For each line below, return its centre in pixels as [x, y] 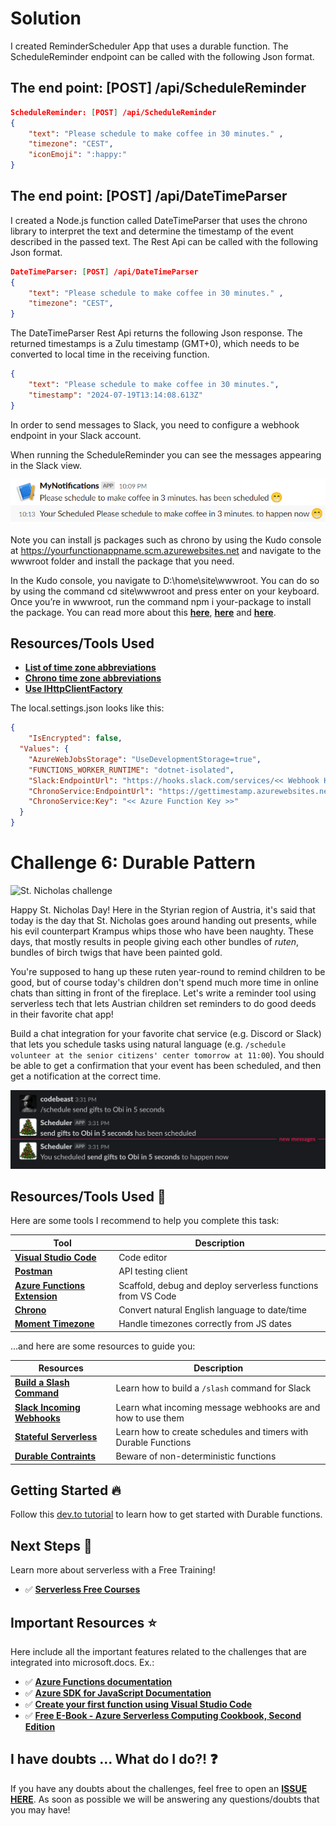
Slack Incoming [47, 1407]
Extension [36, 1296]
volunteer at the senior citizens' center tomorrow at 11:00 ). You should [167, 1055]
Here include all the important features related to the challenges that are [158, 1651]
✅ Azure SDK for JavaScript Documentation [118, 1693]
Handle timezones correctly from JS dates [205, 1324]
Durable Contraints [55, 1456]
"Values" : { [44, 749]
